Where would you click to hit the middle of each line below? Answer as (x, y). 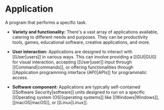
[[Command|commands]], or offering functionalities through (73, 67)
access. (20, 77)
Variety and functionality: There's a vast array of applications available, (85, 32)
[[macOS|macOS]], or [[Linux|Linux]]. (50, 102)
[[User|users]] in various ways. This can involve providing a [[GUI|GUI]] (84, 56)
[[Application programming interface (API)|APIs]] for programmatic (79, 72)
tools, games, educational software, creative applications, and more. (81, 42)
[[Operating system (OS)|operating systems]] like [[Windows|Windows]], (85, 97)
